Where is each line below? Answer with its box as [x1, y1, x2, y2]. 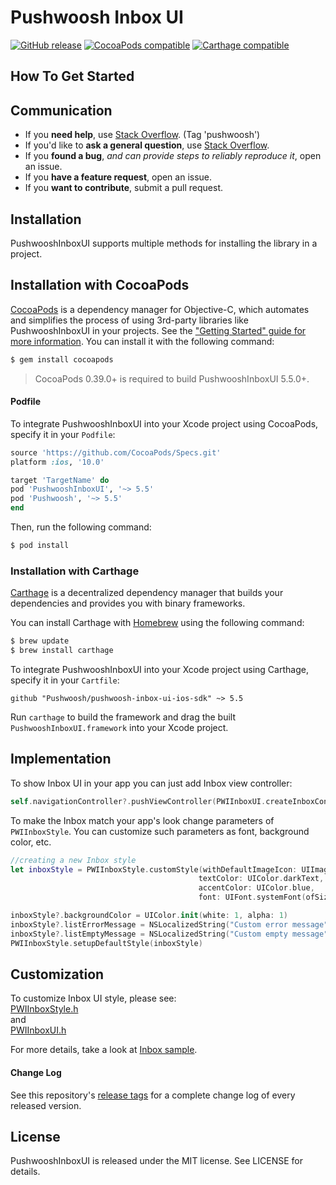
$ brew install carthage [10, 646, 114, 656]
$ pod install [10, 541, 70, 551]
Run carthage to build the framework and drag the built [10, 711, 237, 723]
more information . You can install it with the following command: [10, 335, 275, 347]
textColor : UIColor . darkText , [198, 874, 325, 884]
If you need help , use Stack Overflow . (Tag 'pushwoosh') [24, 129, 261, 141]
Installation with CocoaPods [10, 277, 190, 294]
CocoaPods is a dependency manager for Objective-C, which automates [10, 303, 310, 315]
